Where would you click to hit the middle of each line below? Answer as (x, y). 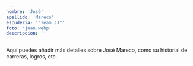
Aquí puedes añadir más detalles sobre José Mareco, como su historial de (97, 50)
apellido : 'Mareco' (30, 17)
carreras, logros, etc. (32, 57)
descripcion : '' (26, 34)
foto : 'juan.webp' (29, 28)
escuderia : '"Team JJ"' (36, 22)
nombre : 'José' (25, 11)
